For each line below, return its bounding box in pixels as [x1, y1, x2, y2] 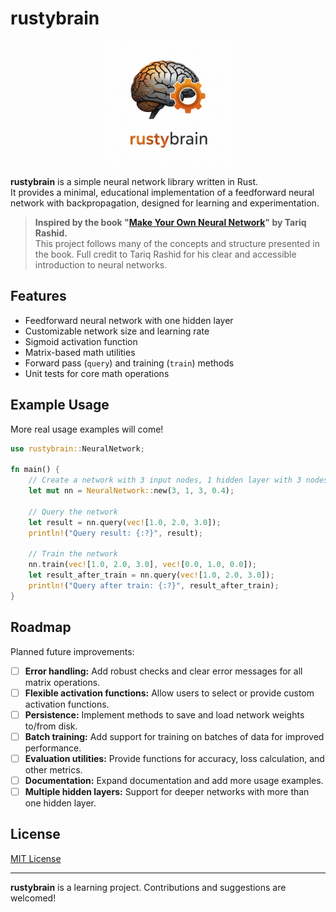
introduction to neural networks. [34, 258, 168, 271]
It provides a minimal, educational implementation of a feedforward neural [10, 186, 315, 198]
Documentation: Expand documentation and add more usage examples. [24, 774, 324, 786]
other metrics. [24, 763, 83, 776]
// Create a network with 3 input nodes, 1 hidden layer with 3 [28, 475, 302, 486]
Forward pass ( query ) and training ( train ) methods [24, 357, 235, 369]
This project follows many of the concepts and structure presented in [34, 237, 320, 249]
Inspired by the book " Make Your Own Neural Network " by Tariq [34, 216, 307, 228]
